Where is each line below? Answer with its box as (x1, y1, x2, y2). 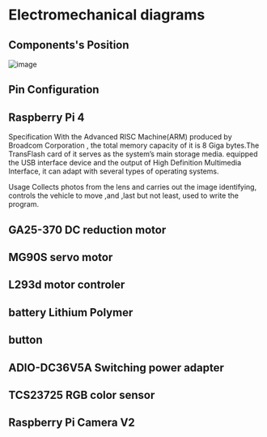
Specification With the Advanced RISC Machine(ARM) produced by (8, 132, 232, 142)
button (8, 333, 43, 347)
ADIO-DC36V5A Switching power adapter (8, 361, 225, 375)
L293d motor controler (8, 278, 125, 292)
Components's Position (8, 38, 129, 52)
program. (8, 199, 40, 209)
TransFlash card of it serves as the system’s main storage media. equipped (8, 149, 258, 159)
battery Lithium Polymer (8, 306, 133, 319)
